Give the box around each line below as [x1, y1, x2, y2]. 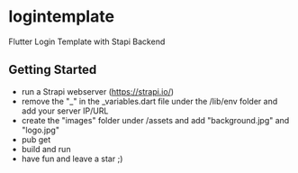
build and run [21, 143, 71, 154]
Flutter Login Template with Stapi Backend [8, 36, 166, 47]
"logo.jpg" [21, 124, 60, 135]
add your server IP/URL [21, 105, 109, 116]
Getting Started [8, 62, 97, 77]
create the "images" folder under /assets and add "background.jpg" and [21, 114, 290, 125]
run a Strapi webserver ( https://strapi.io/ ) [21, 86, 175, 96]
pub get [21, 133, 51, 145]
